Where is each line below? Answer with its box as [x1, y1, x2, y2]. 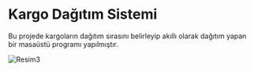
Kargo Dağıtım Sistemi [8, 5, 158, 23]
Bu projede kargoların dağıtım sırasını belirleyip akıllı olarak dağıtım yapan [8, 31, 247, 41]
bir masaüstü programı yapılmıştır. [8, 39, 118, 48]
